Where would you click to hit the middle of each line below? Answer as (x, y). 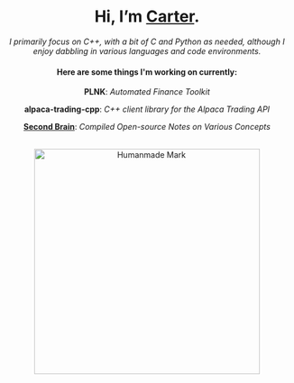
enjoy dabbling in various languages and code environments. (147, 50)
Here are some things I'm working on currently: (147, 72)
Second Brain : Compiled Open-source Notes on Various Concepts (147, 127)
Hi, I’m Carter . (147, 17)
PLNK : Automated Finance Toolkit (147, 92)
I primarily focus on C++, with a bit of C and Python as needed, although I (147, 41)
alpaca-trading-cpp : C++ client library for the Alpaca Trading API (147, 109)
